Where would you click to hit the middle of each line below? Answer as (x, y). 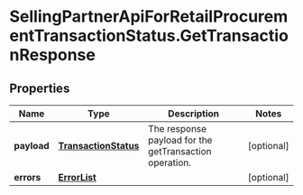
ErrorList (77, 177)
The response (178, 129)
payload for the (180, 140)
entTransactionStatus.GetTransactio (149, 36)
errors (28, 177)
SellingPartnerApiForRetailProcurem (149, 17)
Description (193, 113)
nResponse (53, 55)
